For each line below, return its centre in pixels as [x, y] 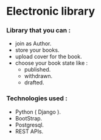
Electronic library [51, 11]
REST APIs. [29, 131]
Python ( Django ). [38, 112]
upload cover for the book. [48, 57]
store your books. [37, 50]
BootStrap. [29, 118]
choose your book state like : [51, 63]
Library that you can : [39, 31]
